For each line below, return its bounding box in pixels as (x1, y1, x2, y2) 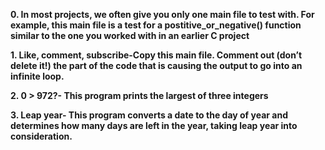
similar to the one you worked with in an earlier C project (10, 30, 250, 41)
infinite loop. (10, 70, 65, 82)
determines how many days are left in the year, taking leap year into (10, 120, 298, 131)
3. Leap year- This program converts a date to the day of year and (10, 109, 288, 121)
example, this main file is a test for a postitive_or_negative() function (10, 19, 302, 31)
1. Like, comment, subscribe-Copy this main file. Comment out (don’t (10, 49, 303, 61)
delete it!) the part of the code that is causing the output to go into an (10, 60, 303, 71)
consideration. (10, 130, 73, 142)
